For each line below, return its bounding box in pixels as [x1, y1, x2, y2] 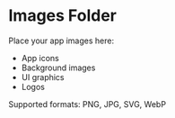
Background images [21, 62, 96, 73]
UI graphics [21, 71, 65, 82]
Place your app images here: [8, 35, 114, 46]
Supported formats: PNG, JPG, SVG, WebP [8, 98, 167, 109]
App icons [21, 52, 59, 63]
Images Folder [8, 5, 118, 26]
